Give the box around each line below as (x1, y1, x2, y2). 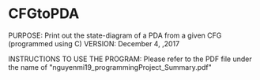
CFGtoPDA (8, 5, 80, 23)
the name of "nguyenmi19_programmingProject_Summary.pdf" (8, 62, 212, 71)
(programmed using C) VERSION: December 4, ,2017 (8, 38, 180, 48)
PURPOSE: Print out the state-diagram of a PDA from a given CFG (8, 31, 222, 40)
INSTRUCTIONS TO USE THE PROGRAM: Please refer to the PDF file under (8, 54, 253, 64)
